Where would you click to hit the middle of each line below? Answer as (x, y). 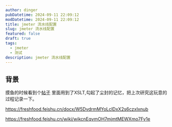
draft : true (18, 39)
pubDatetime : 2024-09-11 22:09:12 (42, 15)
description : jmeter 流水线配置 (38, 57)
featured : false (23, 34)
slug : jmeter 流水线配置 (30, 29)
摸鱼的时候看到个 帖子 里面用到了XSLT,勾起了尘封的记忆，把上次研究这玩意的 (86, 93)
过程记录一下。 (21, 99)
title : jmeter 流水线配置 (31, 24)
